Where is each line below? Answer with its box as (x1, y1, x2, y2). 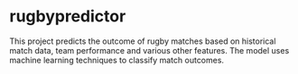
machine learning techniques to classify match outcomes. (9, 54, 224, 65)
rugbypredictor (9, 6, 126, 27)
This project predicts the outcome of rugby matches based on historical (9, 36, 276, 46)
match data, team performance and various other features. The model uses (9, 45, 290, 55)
